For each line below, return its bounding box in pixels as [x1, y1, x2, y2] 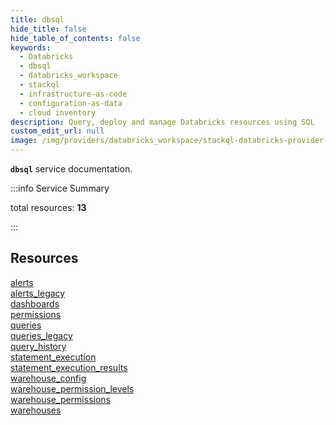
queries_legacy [10, 329, 73, 341]
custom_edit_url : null [10, 126, 105, 136]
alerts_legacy [10, 287, 66, 299]
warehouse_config [10, 372, 87, 384]
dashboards [10, 297, 60, 310]
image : [10, 136, 38, 146]
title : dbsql [10, 14, 65, 25]
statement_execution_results [10, 361, 128, 373]
